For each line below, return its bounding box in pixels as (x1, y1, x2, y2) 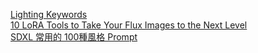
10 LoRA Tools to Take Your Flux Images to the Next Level (10, 19, 248, 31)
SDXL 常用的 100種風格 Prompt (10, 31, 138, 43)
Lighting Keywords (10, 9, 88, 20)
